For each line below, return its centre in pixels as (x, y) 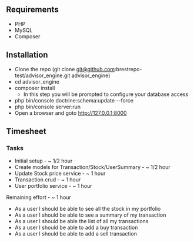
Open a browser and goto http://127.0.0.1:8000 (71, 113)
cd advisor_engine (37, 81)
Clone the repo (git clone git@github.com (65, 69)
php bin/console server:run (48, 107)
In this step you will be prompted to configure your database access (106, 94)
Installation (27, 55)
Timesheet (26, 132)
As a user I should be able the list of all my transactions (81, 221)
